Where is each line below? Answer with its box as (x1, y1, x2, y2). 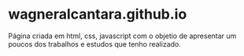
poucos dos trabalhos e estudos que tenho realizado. (8, 39, 181, 48)
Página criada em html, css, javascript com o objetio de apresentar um (8, 31, 237, 40)
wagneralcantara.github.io (8, 5, 187, 23)
